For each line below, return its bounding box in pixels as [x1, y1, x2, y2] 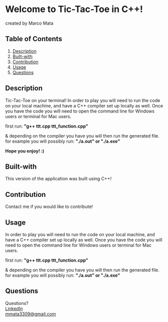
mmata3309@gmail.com [5, 310, 56, 317]
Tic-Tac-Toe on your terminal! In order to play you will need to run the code [5, 97, 160, 103]
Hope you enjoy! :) [5, 148, 44, 154]
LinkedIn [5, 305, 23, 311]
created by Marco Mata [5, 20, 54, 26]
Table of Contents [5, 35, 63, 43]
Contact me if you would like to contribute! [5, 203, 93, 209]
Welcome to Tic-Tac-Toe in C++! [5, 4, 143, 15]
